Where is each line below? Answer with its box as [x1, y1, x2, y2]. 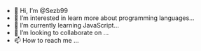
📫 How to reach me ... [13, 37, 79, 44]
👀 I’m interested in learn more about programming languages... [13, 14, 195, 22]
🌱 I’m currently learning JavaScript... [13, 21, 120, 29]
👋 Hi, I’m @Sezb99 [13, 7, 69, 14]
